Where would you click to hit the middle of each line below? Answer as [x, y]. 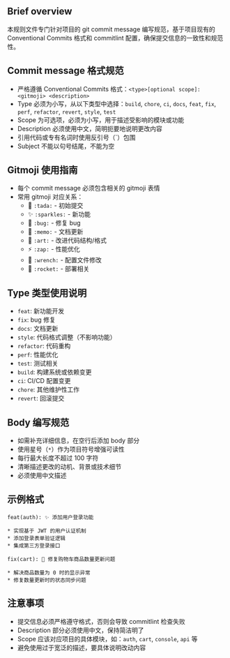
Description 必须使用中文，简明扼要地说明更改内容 [90, 128]
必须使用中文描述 [42, 476]
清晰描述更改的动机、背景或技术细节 [69, 467]
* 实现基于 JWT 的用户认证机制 [47, 531]
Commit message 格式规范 [66, 71]
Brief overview [40, 12]
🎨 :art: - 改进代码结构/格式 [67, 241]
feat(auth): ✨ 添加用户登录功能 [51, 517]
